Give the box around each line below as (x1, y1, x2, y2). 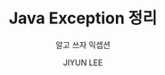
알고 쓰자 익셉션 (54, 39, 111, 50)
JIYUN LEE (62, 57, 103, 68)
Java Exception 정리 (8, 8, 158, 29)
